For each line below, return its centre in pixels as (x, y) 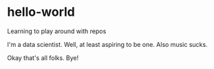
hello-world (41, 12)
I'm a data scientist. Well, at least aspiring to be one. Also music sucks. (107, 44)
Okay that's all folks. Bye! (43, 58)
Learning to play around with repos (57, 31)
